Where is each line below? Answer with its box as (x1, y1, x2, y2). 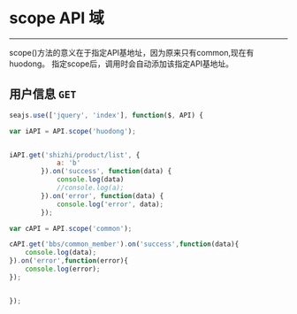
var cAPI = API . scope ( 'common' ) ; (9, 224, 133, 233)
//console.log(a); (56, 183, 125, 192)
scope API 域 (9, 8, 104, 28)
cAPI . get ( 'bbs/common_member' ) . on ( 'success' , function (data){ (9, 240, 240, 249)
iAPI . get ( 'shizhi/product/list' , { (9, 150, 141, 159)
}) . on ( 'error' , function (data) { (41, 191, 164, 200)
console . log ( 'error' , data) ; (56, 200, 164, 209)
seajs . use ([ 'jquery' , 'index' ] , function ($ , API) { (9, 111, 203, 119)
